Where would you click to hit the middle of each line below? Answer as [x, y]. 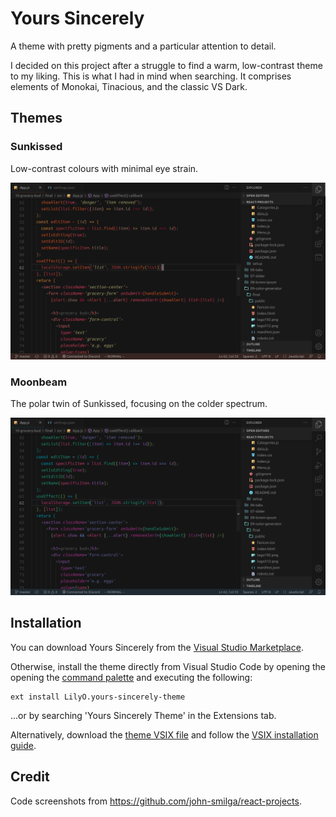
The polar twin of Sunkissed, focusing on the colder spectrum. [139, 404]
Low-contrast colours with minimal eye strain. [104, 168]
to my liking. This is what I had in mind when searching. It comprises [151, 76]
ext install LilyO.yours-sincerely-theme [98, 697]
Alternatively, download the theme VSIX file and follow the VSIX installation [164, 734]
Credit [30, 777]
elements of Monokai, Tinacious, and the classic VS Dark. [129, 86]
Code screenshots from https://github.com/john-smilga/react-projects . [156, 801]
